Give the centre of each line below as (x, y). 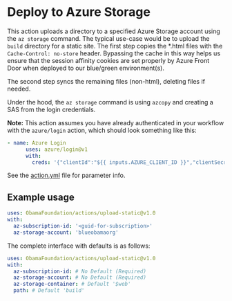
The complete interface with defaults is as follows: (79, 246)
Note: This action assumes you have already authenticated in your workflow (116, 122)
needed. (19, 89)
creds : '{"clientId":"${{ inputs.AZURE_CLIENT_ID (105, 162)
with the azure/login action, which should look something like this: (102, 130)
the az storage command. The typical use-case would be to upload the (108, 38)
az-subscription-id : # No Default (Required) (80, 271)
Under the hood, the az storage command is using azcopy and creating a (110, 102)
